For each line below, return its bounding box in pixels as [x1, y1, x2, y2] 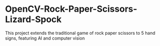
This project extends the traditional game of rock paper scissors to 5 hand [5, 30, 156, 36]
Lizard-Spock [5, 14, 62, 25]
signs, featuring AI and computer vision [5, 35, 85, 41]
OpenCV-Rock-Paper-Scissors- [5, 3, 137, 15]
